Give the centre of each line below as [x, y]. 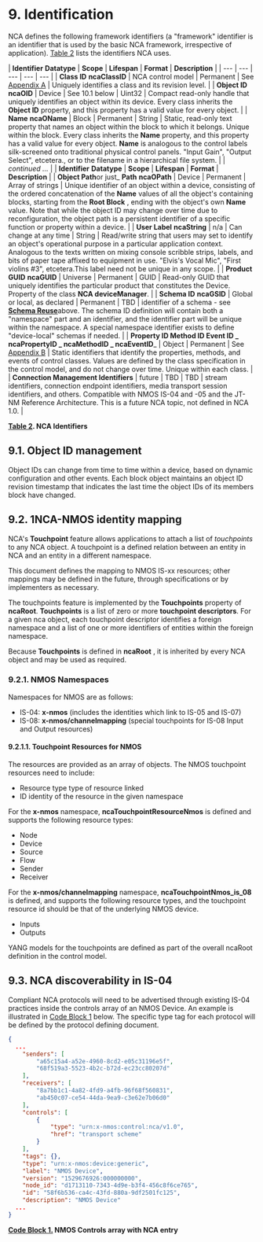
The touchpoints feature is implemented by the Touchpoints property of [125, 603]
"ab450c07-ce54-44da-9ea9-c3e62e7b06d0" [103, 1098]
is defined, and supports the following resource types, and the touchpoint [127, 901]
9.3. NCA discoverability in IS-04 [90, 981]
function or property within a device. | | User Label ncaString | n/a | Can [125, 227]
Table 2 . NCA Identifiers [48, 426]
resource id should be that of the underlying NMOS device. [103, 909]
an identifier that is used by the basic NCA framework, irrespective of [120, 44]
